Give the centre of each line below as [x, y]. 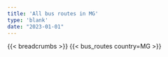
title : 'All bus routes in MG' [53, 14]
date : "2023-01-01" [36, 26]
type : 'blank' [28, 20]
